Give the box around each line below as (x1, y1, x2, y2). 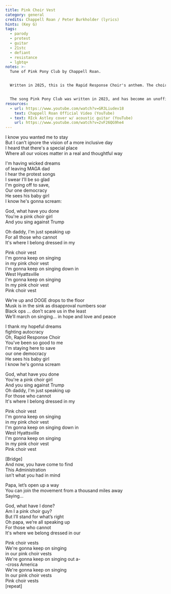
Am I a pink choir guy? (5, 508, 52, 514)
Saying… (5, 493, 24, 499)
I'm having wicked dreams (5, 160, 61, 166)
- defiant (10, 50, 31, 55)
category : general (5, 12, 44, 17)
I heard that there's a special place (5, 145, 78, 151)
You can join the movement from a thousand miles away (5, 487, 123, 494)
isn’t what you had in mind (5, 472, 61, 478)
